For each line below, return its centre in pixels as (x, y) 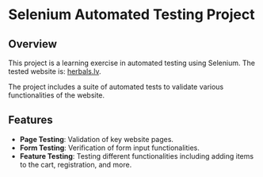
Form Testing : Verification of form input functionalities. (110, 148)
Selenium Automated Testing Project (131, 15)
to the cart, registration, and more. (76, 164)
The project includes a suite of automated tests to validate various (116, 87)
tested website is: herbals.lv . (55, 71)
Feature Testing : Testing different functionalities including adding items (137, 156)
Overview (33, 44)
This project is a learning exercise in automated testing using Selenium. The (132, 63)
